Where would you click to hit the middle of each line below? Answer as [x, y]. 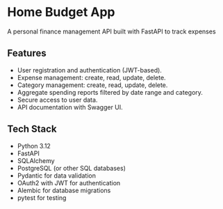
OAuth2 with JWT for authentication [69, 183]
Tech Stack [32, 129]
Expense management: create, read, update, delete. [91, 77]
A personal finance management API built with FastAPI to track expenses [112, 31]
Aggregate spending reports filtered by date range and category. [110, 92]
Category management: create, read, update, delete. [92, 85]
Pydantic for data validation [56, 176]
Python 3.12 [34, 146]
